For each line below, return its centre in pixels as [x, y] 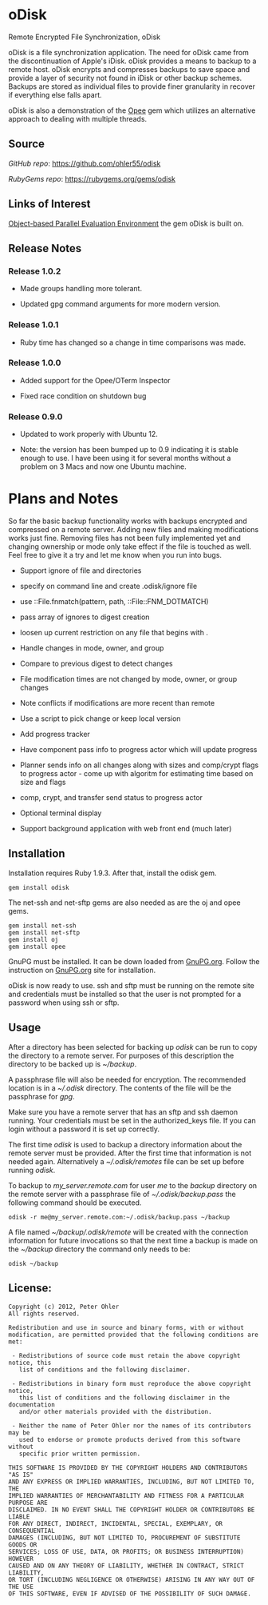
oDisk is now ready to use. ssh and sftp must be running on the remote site [132, 985]
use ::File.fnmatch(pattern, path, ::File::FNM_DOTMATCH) [114, 602]
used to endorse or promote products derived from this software [130, 1439]
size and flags [43, 782]
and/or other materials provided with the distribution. [116, 1411]
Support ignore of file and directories [81, 570]
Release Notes [45, 248]
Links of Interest [49, 204]
